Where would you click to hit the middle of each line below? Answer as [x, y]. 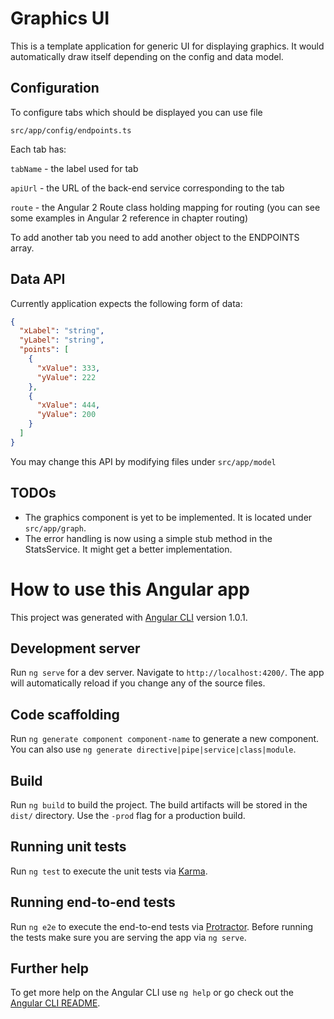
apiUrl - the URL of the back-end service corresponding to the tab [147, 188]
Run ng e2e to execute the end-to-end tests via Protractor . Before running [162, 926]
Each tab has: [38, 149]
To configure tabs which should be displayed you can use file [136, 112]
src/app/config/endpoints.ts [71, 130]
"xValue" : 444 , [68, 405]
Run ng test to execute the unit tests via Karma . [109, 871]
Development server [75, 648]
